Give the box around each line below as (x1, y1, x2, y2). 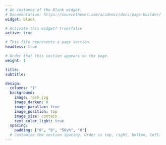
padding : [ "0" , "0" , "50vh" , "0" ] (14, 128, 87, 133)
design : (5, 81, 22, 86)
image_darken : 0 (14, 100, 49, 105)
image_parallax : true (14, 104, 60, 109)
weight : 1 (5, 58, 26, 63)
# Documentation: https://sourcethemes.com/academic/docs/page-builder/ (5, 12, 161, 17)
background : (10, 90, 35, 96)
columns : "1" (10, 86, 37, 91)
